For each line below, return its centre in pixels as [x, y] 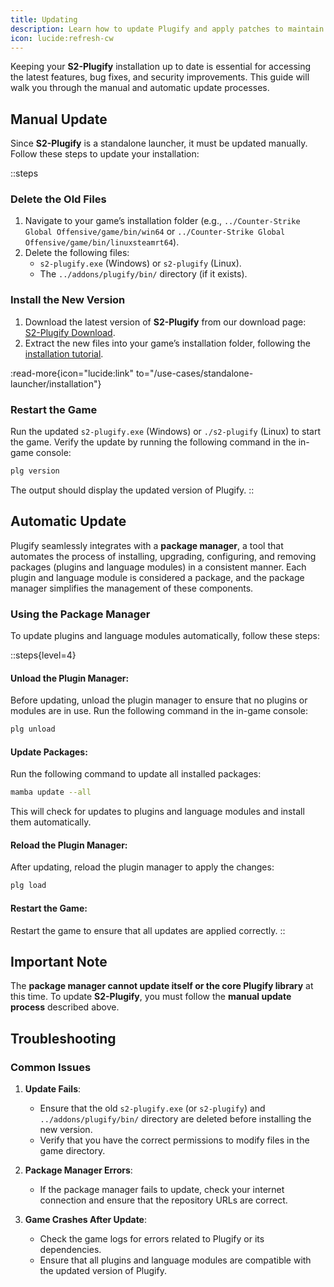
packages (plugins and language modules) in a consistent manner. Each [158, 567]
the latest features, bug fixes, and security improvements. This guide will [160, 77]
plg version [35, 471]
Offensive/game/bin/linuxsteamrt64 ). [102, 242]
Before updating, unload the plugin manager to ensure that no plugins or [159, 700]
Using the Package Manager [80, 614]
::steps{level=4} [43, 655]
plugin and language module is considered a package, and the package [157, 577]
